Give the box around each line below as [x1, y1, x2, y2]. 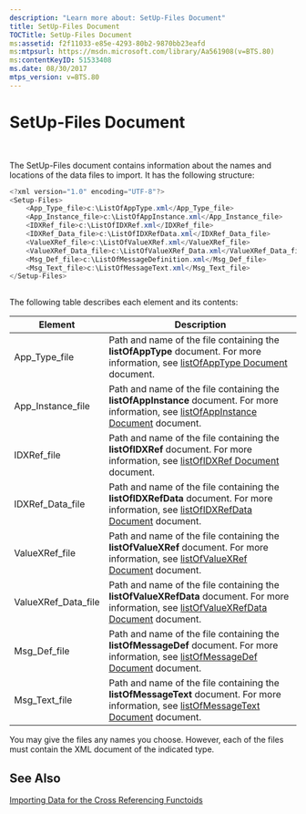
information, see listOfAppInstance [108, 406, 258, 418]
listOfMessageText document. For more [108, 688, 281, 701]
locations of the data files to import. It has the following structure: [9, 170, 255, 180]
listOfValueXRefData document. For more [108, 590, 290, 603]
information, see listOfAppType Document [108, 356, 289, 369]
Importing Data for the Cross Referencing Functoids [9, 795, 203, 805]
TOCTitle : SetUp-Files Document [9, 30, 132, 39]
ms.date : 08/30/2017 [9, 65, 88, 74]
